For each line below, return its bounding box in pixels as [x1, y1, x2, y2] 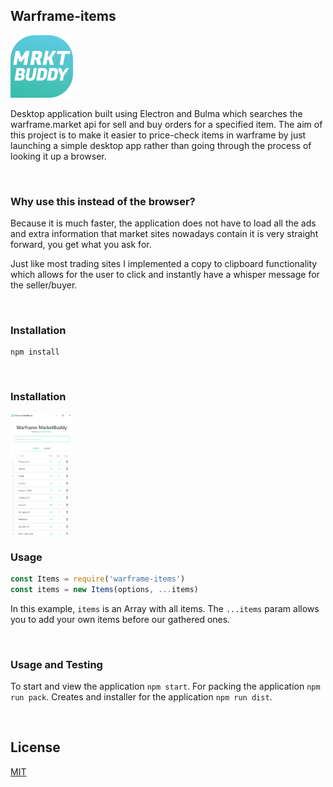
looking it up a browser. [10, 150, 107, 162]
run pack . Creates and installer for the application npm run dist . [10, 691, 273, 703]
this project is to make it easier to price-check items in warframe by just [10, 129, 307, 141]
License [10, 739, 61, 756]
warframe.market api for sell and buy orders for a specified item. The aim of [10, 118, 323, 130]
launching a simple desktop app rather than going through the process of [10, 139, 312, 151]
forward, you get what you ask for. [10, 239, 152, 251]
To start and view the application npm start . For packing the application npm [10, 680, 321, 693]
